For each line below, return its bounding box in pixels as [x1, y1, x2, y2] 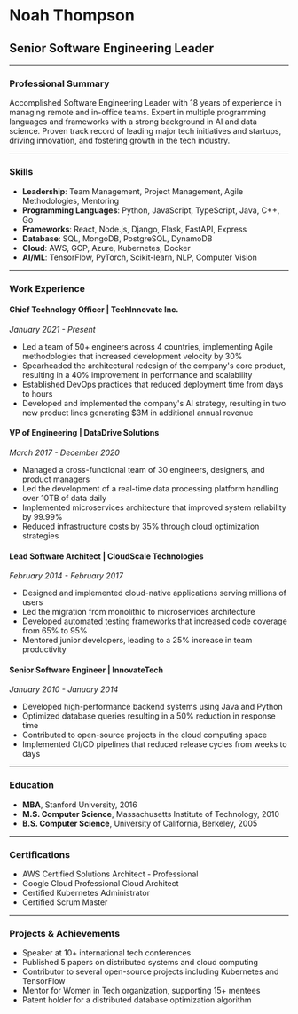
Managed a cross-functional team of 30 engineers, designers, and [21, 464, 265, 475]
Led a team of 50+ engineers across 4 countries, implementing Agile [21, 341, 273, 351]
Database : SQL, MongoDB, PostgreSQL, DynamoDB [21, 232, 213, 244]
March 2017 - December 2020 [9, 447, 120, 458]
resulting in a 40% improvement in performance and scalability [21, 369, 253, 380]
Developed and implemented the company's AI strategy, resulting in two [21, 397, 286, 408]
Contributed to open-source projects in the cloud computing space [21, 729, 268, 741]
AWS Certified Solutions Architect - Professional [21, 869, 199, 879]
